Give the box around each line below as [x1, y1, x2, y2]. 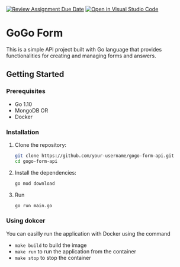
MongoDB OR [14, 107, 49, 114]
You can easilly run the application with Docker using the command [6, 230, 171, 237]
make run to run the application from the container [14, 247, 136, 255]
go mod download [14, 181, 55, 186]
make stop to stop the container [14, 254, 91, 261]
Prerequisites [6, 87, 46, 95]
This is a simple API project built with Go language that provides [6, 46, 162, 53]
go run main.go [14, 202, 53, 208]
